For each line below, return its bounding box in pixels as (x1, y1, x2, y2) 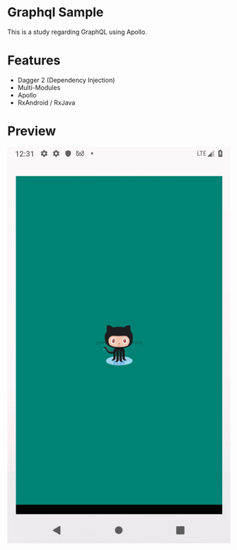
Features (7, 52, 61, 69)
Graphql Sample (7, 4, 104, 21)
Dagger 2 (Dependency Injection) (17, 76, 115, 84)
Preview (7, 123, 57, 139)
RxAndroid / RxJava (17, 98, 76, 107)
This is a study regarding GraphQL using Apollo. (7, 28, 147, 36)
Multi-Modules (17, 83, 61, 92)
